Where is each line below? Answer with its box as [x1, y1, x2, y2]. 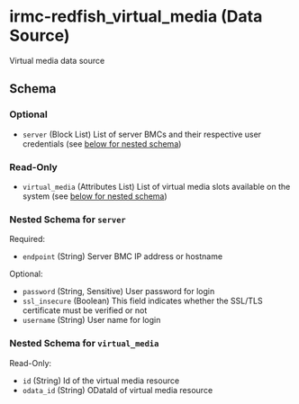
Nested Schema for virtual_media [9, 337, 159, 350]
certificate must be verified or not [22, 305, 148, 316]
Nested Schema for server [9, 213, 126, 226]
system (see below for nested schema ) [22, 191, 168, 202]
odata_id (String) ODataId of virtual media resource [22, 384, 213, 395]
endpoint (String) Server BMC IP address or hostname [22, 251, 223, 262]
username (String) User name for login [22, 315, 161, 326]
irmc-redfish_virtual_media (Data [9, 6, 263, 27]
